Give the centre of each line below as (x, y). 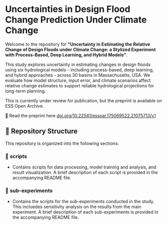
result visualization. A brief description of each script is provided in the (85, 173)
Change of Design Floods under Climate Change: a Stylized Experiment (81, 49)
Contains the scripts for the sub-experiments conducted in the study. (83, 202)
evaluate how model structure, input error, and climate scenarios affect (78, 80)
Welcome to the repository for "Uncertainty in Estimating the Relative (78, 44)
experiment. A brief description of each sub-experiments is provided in (85, 212)
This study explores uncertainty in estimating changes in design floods (78, 64)
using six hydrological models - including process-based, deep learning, (80, 70)
